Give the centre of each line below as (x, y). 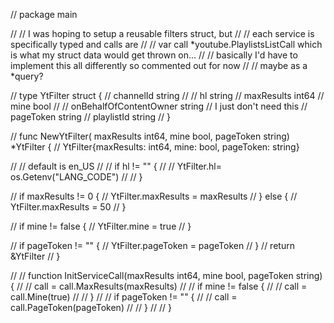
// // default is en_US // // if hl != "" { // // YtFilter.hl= (116, 166)
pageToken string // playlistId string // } (91, 117)
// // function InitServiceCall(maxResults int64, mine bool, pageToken (152, 275)
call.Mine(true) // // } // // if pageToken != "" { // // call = (124, 297)
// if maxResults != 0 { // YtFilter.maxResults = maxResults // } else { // (154, 196)
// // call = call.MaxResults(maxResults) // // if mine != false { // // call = (162, 286)
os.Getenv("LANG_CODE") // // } (76, 177)
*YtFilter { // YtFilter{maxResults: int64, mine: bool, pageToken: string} (155, 147)
